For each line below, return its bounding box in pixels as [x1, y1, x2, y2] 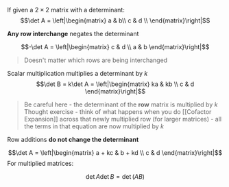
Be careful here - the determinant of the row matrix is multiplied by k [23, 100, 218, 109]
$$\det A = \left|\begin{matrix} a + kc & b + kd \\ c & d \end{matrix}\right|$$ [8, 149, 223, 156]
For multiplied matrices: [7, 160, 74, 167]
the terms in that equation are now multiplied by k [23, 122, 165, 130]
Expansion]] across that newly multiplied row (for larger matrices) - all [23, 115, 221, 123]
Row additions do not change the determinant [7, 136, 139, 143]
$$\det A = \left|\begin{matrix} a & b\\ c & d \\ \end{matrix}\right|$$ [20, 16, 210, 25]
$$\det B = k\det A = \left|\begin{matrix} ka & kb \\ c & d [36, 80, 195, 88]
